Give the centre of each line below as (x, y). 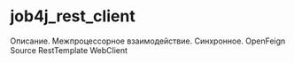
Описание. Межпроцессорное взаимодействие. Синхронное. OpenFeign (148, 41)
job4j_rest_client (73, 16)
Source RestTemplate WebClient (69, 50)
